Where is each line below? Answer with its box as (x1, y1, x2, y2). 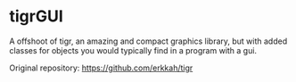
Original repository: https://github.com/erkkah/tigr (9, 62, 193, 73)
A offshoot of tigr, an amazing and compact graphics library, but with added (9, 36, 288, 46)
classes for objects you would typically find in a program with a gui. (9, 45, 257, 55)
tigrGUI (9, 6, 64, 27)
